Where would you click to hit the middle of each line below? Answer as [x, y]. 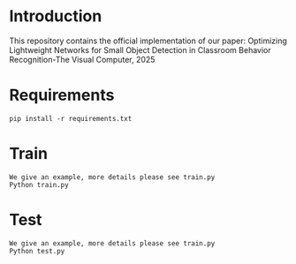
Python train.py [39, 185]
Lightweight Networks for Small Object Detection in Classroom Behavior [140, 49]
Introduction [56, 16]
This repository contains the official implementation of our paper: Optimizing [148, 41]
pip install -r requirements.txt [71, 118]
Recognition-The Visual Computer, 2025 [82, 59]
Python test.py [37, 251]
